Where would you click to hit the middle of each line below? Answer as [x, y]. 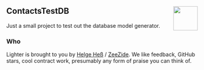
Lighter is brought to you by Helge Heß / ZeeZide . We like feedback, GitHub [101, 54]
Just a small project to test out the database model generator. [83, 25]
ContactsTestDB [38, 11]
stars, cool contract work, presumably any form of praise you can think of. [99, 61]
